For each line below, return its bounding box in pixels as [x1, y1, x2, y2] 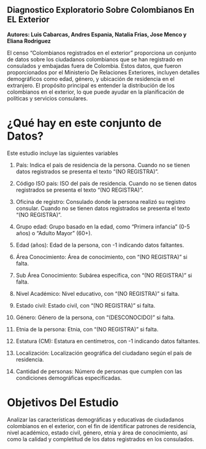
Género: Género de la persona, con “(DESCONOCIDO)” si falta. [15, 314, 175, 321]
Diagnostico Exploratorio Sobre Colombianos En [7, 5, 195, 15]
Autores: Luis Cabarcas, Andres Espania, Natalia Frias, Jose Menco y [7, 31, 187, 38]
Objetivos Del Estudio [7, 395, 119, 409]
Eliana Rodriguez [7, 37, 51, 45]
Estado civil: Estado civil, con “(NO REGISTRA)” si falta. [15, 301, 156, 309]
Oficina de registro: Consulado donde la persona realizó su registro [15, 198, 186, 205]
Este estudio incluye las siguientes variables [7, 149, 118, 157]
